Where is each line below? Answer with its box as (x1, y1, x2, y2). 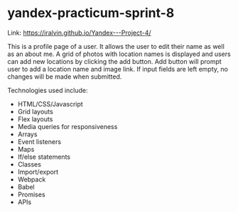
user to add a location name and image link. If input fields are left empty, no (7, 65, 229, 73)
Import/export (17, 167, 59, 176)
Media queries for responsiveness (17, 122, 118, 130)
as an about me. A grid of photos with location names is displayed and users (7, 50, 231, 58)
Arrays (17, 130, 38, 138)
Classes (17, 160, 41, 168)
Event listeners (17, 137, 62, 146)
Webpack (17, 175, 46, 184)
